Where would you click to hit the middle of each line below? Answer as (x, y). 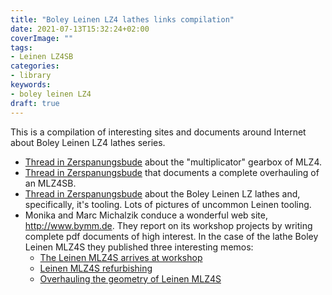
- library (31, 76)
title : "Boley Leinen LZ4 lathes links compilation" (122, 19)
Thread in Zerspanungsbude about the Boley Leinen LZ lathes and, (162, 193)
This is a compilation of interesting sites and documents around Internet (158, 132)
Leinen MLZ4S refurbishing (96, 268)
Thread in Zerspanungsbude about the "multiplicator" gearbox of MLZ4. (173, 162)
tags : (21, 47)
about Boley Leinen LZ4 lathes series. (88, 142)
